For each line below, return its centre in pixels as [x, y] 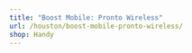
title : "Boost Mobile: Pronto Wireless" [87, 18]
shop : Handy [32, 34]
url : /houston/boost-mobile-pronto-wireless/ [96, 26]
